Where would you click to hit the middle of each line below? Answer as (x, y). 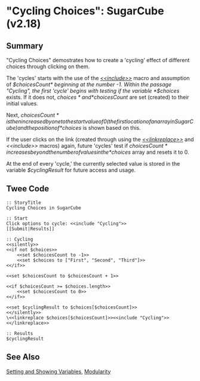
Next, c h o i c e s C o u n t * (33, 115)
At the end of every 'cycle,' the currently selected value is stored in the (93, 164)
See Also (23, 357)
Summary (25, 46)
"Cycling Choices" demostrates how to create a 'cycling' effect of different (98, 60)
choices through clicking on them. (48, 66)
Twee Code (28, 189)
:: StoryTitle (24, 202)
